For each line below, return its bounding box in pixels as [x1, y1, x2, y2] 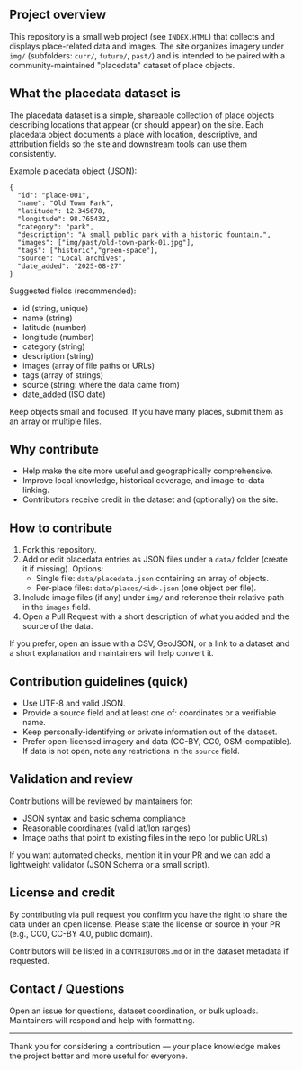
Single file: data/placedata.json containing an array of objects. [35, 573, 270, 584]
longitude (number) [22, 331, 94, 342]
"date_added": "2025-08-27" [17, 261, 123, 271]
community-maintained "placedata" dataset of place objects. [9, 59, 235, 70]
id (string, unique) [22, 302, 89, 313]
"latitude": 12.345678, [17, 206, 106, 215]
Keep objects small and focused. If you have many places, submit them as [9, 406, 284, 417]
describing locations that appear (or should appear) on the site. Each [9, 119, 264, 130]
